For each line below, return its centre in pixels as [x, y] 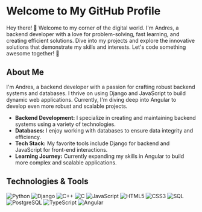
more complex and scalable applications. [66, 162]
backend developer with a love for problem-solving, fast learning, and [93, 34]
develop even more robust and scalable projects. [67, 106]
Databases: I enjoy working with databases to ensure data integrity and [104, 130]
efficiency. [28, 137]
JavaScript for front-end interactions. [61, 149]
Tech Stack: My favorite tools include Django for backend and [92, 143]
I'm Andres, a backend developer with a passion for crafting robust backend [101, 87]
